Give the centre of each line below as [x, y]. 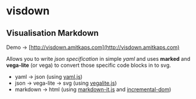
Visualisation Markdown [53, 33]
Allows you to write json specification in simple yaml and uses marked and [98, 59]
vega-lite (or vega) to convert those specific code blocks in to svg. [89, 65]
